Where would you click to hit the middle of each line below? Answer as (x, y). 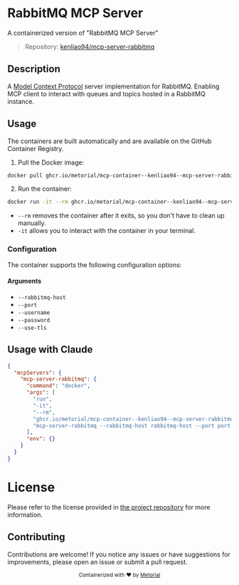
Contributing (36, 537)
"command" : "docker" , (58, 386)
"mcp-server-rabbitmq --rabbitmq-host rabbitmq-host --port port (132, 425)
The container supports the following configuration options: (95, 264)
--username (34, 312)
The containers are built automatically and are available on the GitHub (110, 141)
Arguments (25, 281)
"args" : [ (41, 393)
